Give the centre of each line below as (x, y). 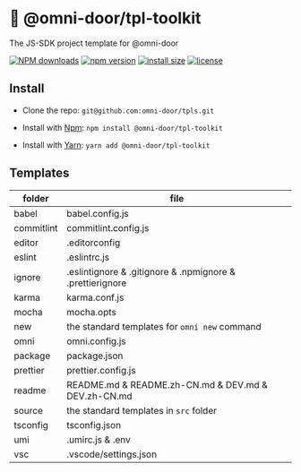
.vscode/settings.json (112, 454)
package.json (95, 356)
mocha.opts (91, 312)
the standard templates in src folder (142, 410)
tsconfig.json (94, 425)
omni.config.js (96, 341)
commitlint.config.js (108, 227)
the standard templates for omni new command (164, 326)
